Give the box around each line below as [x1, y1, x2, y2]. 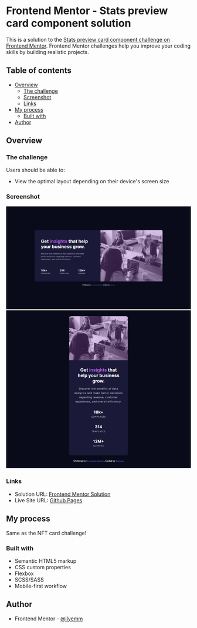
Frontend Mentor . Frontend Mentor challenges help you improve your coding [6, 42, 191, 49]
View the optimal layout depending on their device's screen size [14, 178, 169, 185]
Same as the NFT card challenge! [6, 529, 87, 536]
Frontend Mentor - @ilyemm [14, 615, 83, 622]
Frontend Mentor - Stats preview [6, 4, 168, 18]
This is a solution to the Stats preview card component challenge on [6, 36, 170, 43]
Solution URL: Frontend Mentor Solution [14, 491, 111, 498]
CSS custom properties [14, 563, 72, 570]
